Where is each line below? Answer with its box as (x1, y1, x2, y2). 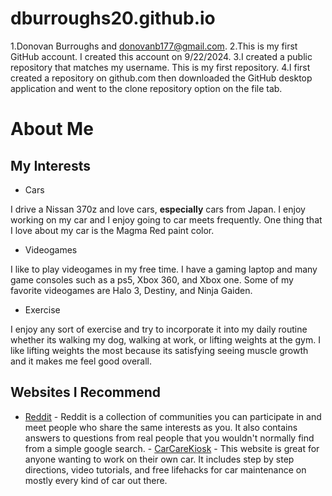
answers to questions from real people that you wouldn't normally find (24, 432, 315, 444)
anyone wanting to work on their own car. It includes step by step (24, 453, 295, 465)
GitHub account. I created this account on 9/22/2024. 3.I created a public (10, 50, 313, 62)
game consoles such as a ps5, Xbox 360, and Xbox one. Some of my (10, 273, 294, 286)
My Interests (10, 157, 91, 174)
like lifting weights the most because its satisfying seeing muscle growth (10, 344, 309, 356)
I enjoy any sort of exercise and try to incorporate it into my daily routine (10, 323, 308, 335)
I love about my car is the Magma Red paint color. (10, 224, 215, 236)
